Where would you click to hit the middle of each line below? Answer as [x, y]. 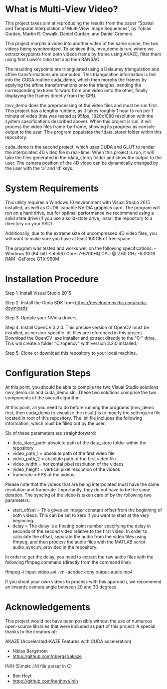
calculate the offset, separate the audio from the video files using [79, 536]
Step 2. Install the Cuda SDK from [40, 302]
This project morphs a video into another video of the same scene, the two [82, 43]
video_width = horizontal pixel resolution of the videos [68, 464]
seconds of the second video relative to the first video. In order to [80, 531]
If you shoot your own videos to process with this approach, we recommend [83, 581]
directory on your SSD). [29, 223]
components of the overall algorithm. [43, 398]
